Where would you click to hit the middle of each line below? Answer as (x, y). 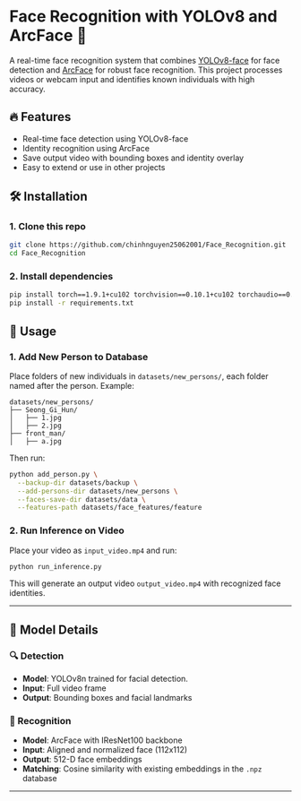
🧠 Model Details (54, 629)
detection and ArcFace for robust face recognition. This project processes (146, 70)
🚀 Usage (33, 331)
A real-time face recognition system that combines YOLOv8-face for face (145, 60)
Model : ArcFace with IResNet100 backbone (102, 740)
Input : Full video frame (64, 688)
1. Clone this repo (48, 227)
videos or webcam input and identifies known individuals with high (132, 79)
